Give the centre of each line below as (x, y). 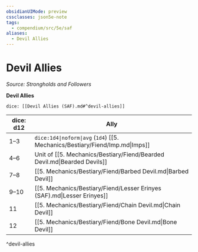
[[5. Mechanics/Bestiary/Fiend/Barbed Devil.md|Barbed (112, 171)
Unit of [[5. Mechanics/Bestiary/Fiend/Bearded (99, 154)
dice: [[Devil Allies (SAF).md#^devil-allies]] (66, 106)
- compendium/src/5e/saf (42, 28)
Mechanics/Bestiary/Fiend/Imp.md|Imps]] (92, 145)
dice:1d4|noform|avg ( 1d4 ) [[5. (77, 137)
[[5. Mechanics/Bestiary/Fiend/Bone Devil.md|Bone (106, 222)
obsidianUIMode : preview (37, 11)
